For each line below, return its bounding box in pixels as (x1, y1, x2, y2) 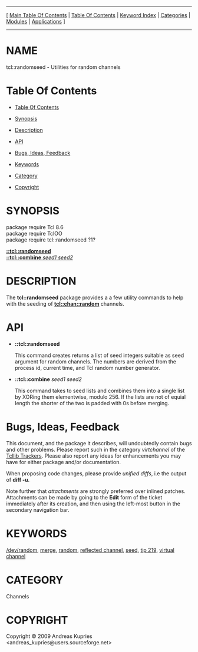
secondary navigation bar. (6, 506, 70, 513)
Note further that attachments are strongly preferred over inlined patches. (6, 487, 186, 495)
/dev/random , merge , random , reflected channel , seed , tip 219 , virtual (6, 546, 175, 554)
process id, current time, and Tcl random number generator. (14, 364, 160, 371)
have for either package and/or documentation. (6, 458, 121, 465)
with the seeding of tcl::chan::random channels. (6, 300, 125, 307)
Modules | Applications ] (6, 18, 66, 25)
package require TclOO (6, 230, 63, 237)
